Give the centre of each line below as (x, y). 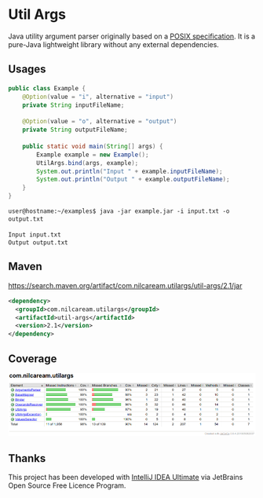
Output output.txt (38, 243)
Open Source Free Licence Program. (67, 485)
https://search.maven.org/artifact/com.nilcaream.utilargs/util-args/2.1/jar (125, 285)
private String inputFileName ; (73, 105)
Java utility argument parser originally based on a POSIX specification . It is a (132, 36)
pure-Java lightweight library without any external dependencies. (114, 44)
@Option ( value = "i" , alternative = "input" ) (98, 97)
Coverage (33, 359)
